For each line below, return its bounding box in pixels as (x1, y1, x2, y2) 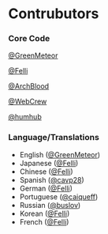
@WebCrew (8, 96, 47, 107)
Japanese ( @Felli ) (19, 158, 79, 168)
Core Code (8, 33, 50, 44)
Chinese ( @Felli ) (19, 167, 73, 176)
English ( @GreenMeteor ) (19, 149, 101, 159)
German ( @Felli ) (19, 183, 73, 193)
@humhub (8, 112, 42, 122)
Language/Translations (8, 132, 100, 143)
